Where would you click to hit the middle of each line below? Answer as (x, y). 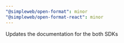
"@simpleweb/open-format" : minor (47, 11)
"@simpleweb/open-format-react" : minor (55, 17)
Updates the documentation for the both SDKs (62, 34)
